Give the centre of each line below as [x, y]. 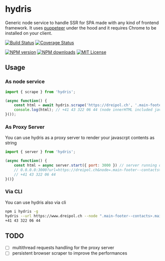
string [11, 143]
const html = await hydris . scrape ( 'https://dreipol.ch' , [73, 105]
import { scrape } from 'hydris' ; [41, 92]
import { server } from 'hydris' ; [41, 152]
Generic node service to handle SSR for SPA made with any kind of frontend [82, 23]
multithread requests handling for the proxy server [63, 248]
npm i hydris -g [22, 211]
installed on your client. [29, 33]
